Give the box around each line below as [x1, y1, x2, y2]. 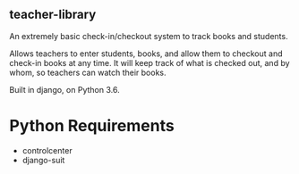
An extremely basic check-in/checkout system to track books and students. [9, 30, 288, 41]
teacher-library [9, 7, 97, 22]
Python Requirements [9, 116, 175, 136]
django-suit [21, 154, 65, 165]
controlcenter [21, 145, 73, 155]
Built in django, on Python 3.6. [9, 84, 120, 95]
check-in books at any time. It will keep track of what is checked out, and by [9, 57, 290, 68]
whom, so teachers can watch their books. [9, 67, 167, 78]
